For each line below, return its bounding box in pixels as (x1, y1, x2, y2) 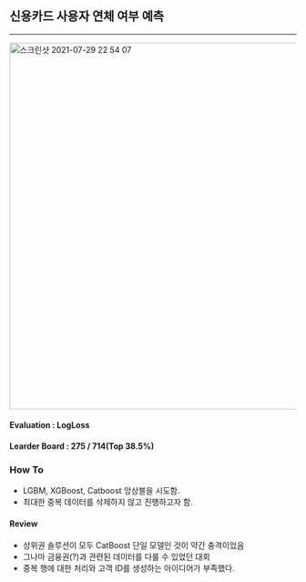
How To (9, 463, 44, 476)
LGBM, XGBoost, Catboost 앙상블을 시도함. (22, 485, 180, 496)
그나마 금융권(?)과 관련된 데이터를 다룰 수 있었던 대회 (22, 551, 211, 562)
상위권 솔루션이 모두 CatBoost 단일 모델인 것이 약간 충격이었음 (22, 539, 245, 550)
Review (9, 518, 38, 529)
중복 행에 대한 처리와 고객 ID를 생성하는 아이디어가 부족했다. (22, 562, 235, 573)
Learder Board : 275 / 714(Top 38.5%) (9, 441, 155, 452)
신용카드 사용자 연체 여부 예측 (9, 8, 165, 25)
